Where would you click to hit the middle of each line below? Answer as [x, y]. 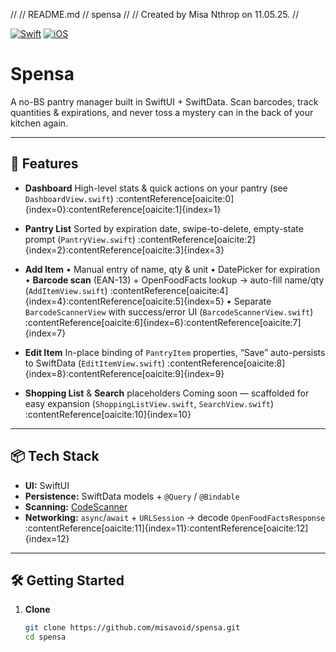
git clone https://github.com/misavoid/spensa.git [132, 628]
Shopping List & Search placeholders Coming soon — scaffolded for [167, 393]
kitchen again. [39, 123]
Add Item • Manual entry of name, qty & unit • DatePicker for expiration [172, 269]
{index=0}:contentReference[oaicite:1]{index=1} [123, 209]
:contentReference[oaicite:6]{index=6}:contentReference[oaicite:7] [163, 322]
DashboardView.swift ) [69, 198]
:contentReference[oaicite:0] [175, 198]
